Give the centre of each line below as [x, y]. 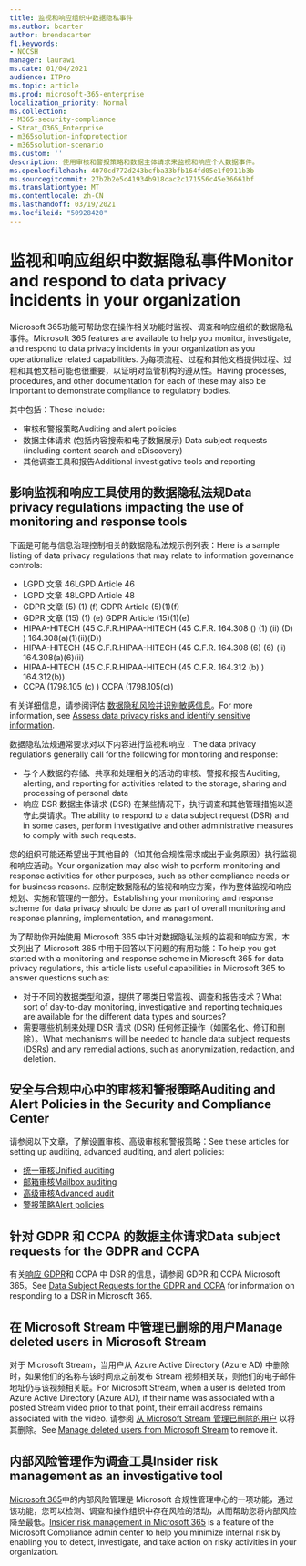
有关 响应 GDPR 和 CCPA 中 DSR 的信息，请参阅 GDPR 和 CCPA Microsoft [145, 1274]
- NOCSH [24, 52]
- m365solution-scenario [56, 145]
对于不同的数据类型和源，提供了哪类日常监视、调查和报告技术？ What [152, 996]
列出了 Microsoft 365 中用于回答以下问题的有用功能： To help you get [147, 948]
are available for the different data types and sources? [124, 1016]
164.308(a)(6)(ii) [53, 657]
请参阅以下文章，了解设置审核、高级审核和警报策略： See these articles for [149, 1142]
